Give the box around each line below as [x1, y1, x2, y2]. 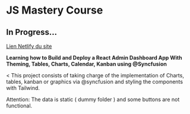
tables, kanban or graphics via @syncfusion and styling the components [6, 78, 183, 85]
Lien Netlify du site [6, 43, 52, 50]
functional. [6, 102, 33, 109]
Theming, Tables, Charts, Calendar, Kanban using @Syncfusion [6, 60, 167, 67]
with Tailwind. [6, 84, 40, 92]
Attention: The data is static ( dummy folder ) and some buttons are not [6, 96, 180, 103]
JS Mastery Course [6, 4, 103, 17]
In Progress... [6, 27, 58, 37]
